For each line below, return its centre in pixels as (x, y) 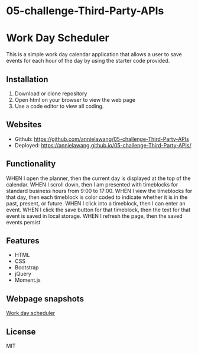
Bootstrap (27, 268)
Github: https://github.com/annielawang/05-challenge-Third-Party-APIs (102, 139)
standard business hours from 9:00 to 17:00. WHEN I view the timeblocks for (99, 191)
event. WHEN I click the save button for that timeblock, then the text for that (98, 210)
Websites (24, 125)
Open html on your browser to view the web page (75, 99)
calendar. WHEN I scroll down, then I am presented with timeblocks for (92, 184)
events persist (23, 222)
